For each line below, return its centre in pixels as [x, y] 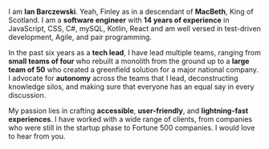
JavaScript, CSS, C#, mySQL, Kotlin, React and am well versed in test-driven [134, 28]
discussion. [27, 95]
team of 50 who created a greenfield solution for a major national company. [134, 70]
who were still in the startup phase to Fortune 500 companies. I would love [132, 128]
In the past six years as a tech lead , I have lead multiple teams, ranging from [134, 52]
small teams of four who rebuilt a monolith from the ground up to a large [129, 61]
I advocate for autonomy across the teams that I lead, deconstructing [123, 78]
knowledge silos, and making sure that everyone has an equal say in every [131, 87]
